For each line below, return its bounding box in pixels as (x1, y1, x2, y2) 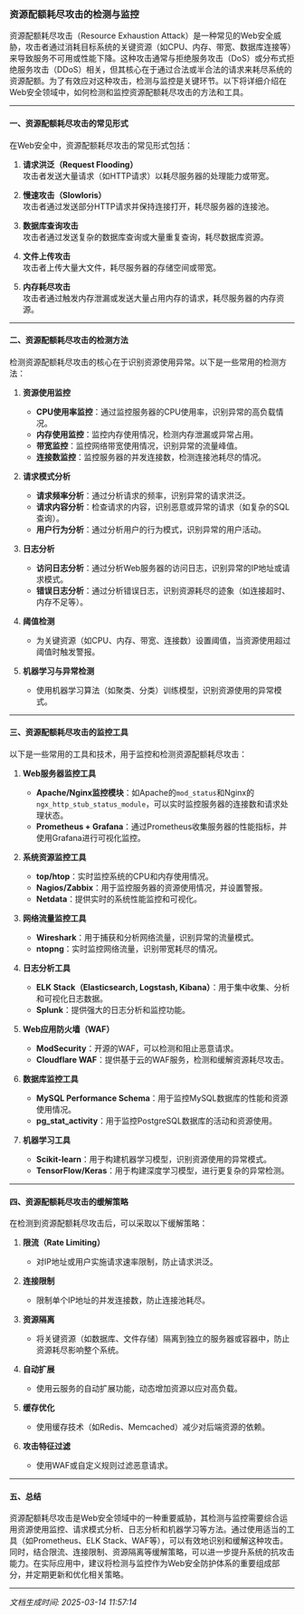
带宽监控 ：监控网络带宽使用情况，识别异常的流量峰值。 (35, 440, 242, 451)
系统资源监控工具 (22, 851, 87, 862)
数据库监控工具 (22, 1073, 79, 1084)
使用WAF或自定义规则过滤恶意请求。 (35, 1460, 174, 1471)
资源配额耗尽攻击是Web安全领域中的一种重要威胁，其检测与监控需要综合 (9, 1513, 280, 1524)
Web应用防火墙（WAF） (22, 1023, 115, 1034)
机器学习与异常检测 (22, 665, 95, 676)
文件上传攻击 (22, 251, 71, 262)
